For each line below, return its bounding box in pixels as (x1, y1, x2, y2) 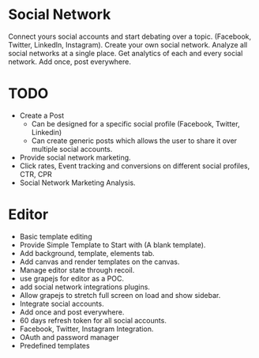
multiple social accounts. (31, 144, 113, 153)
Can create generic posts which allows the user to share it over (31, 136, 238, 145)
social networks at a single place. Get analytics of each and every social (8, 48, 243, 58)
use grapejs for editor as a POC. (19, 273, 125, 283)
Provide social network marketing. (19, 153, 132, 162)
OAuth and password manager (19, 332, 120, 341)
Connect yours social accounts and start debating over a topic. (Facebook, (8, 32, 252, 41)
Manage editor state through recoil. (19, 265, 135, 274)
